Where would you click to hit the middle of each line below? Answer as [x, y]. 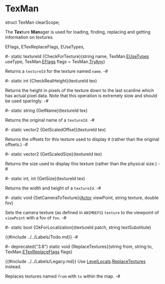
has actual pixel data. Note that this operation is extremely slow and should [81, 95]
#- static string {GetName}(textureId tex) [46, 110]
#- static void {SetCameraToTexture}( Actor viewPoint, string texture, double [82, 197]
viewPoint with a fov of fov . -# [36, 218]
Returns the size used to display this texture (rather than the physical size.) [81, 163]
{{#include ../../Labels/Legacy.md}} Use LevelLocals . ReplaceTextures [76, 261]
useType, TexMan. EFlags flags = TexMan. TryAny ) [55, 61]
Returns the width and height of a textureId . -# [53, 188]
